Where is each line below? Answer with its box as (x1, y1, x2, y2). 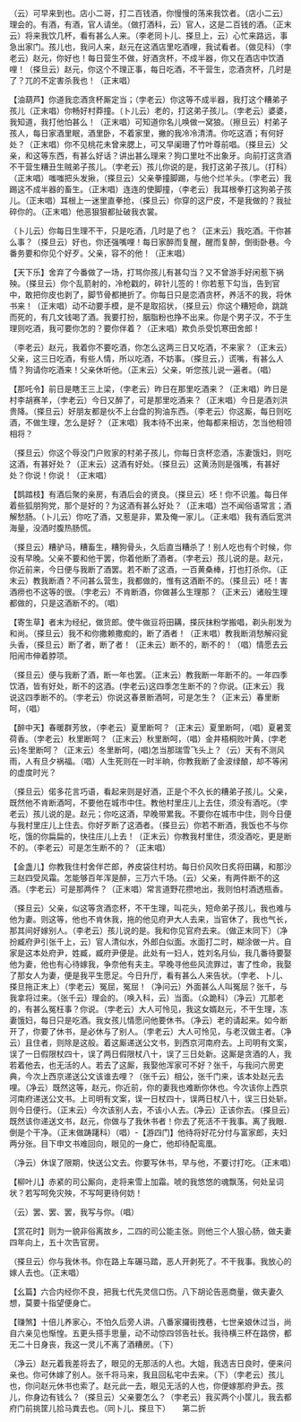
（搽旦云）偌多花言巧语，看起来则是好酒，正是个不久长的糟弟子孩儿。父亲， (9, 786, 292, 797)
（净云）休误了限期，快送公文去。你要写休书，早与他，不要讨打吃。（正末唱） (9, 1157, 296, 1168)
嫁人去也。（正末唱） (9, 1268, 84, 1278)
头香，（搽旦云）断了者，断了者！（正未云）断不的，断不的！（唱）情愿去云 (9, 640, 288, 650)
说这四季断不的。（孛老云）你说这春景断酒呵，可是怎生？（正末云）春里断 (9, 692, 280, 702)
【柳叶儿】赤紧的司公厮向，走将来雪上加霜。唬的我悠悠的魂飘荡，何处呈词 (9, 1176, 284, 1187)
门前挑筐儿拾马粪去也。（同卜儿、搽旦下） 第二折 (16, 1403, 206, 1413)
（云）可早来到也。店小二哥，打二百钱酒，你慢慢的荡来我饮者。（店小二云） (9, 8, 288, 18)
